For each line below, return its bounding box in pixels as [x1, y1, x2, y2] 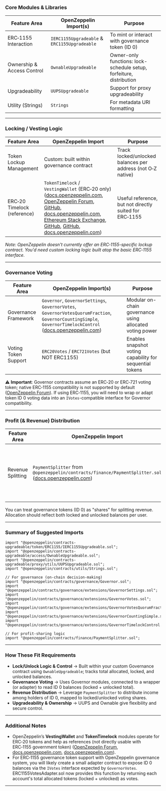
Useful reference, [117, 195, 158, 202]
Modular [126, 296, 146, 303]
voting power [126, 327, 157, 334]
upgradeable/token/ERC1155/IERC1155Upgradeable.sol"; [5, 545, 119, 550]
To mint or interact [110, 31, 153, 38]
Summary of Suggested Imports [5, 529, 84, 536]
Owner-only [110, 52, 139, 58]
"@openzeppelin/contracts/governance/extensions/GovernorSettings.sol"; [5, 588, 158, 593]
